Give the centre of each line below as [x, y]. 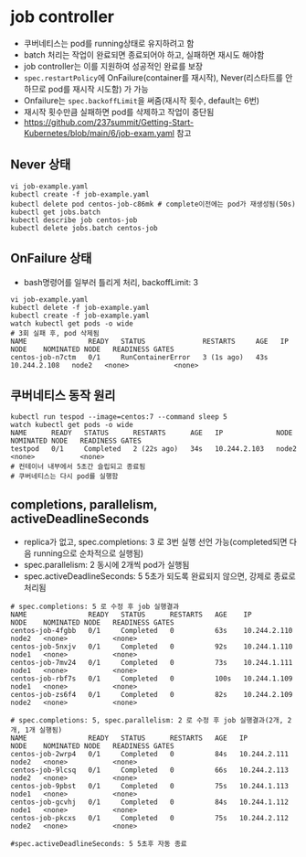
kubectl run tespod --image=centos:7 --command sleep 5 [119, 417]
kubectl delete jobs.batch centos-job [84, 228]
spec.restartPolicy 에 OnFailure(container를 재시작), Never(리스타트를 [153, 77]
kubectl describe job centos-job [74, 220]
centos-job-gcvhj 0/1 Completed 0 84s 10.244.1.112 [149, 802]
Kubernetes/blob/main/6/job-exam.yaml [99, 133]
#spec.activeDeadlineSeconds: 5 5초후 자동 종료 [99, 844]
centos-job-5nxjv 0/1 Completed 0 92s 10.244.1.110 [152, 647]
